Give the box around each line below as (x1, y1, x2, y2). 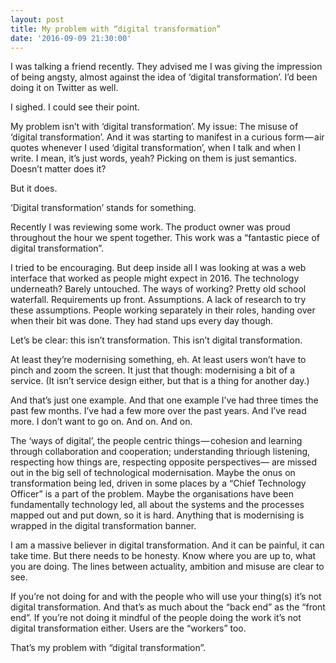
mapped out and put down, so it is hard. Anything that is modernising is (10, 509, 305, 521)
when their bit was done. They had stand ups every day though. (10, 315, 274, 327)
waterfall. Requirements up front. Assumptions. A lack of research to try (10, 294, 307, 306)
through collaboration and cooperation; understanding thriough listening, (10, 446, 311, 458)
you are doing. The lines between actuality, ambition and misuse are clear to (10, 561, 325, 573)
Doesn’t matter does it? (10, 163, 107, 175)
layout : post (10, 14, 65, 25)
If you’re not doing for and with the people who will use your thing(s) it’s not (10, 591, 322, 603)
